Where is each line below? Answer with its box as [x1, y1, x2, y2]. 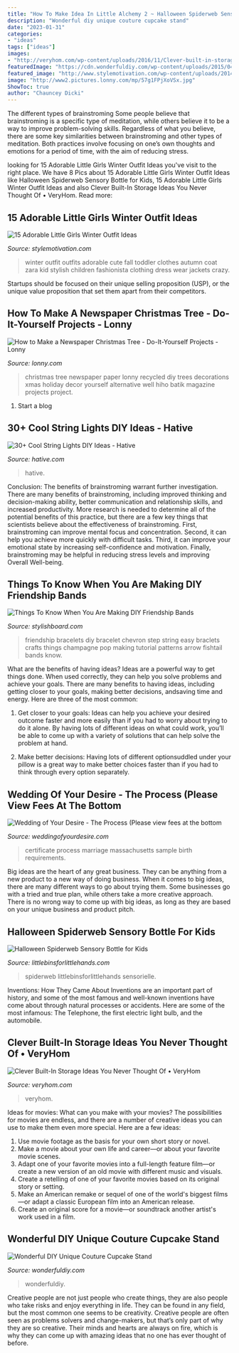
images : [7, 50, 31, 58]
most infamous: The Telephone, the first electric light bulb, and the [7, 1009, 203, 1017]
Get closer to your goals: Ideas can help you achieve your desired [17, 709, 211, 717]
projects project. [24, 387, 73, 396]
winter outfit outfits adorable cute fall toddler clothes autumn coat [24, 257, 218, 267]
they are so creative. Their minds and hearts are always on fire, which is [7, 1323, 218, 1332]
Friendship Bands [7, 589, 87, 601]
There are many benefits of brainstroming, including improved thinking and [7, 490, 227, 498]
